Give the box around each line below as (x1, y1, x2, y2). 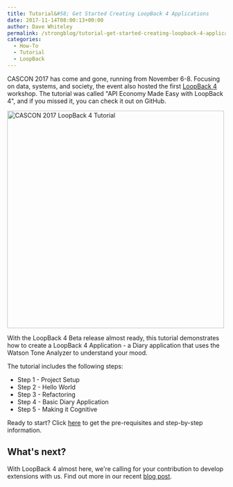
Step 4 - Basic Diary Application (17, 397, 109, 406)
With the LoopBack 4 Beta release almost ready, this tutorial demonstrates (7, 333, 220, 342)
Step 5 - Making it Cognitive (17, 405, 98, 413)
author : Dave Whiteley (7, 23, 73, 30)
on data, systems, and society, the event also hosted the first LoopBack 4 (7, 81, 217, 90)
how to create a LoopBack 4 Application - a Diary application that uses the (7, 341, 220, 349)
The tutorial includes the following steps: (7, 362, 123, 370)
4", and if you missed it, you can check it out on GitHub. (7, 97, 166, 105)
